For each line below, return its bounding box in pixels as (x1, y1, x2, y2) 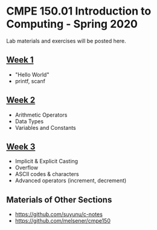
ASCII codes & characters (14, 171, 80, 178)
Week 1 (6, 55, 34, 65)
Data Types (14, 117, 44, 125)
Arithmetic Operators (14, 111, 68, 118)
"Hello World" (14, 71, 50, 78)
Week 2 (6, 95, 36, 106)
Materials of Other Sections (6, 194, 112, 205)
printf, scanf (14, 77, 45, 84)
